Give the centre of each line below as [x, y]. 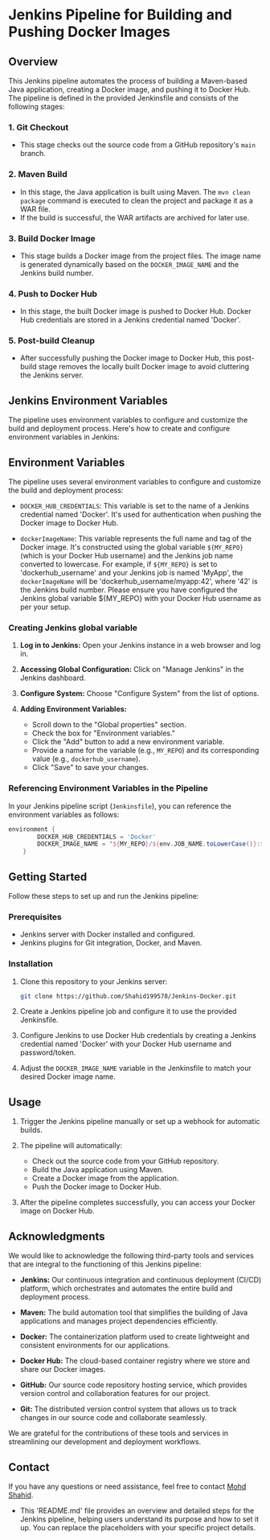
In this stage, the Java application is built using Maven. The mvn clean [135, 191]
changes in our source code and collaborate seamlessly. [113, 1418]
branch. [33, 154]
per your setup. [45, 607]
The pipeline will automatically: [71, 1146]
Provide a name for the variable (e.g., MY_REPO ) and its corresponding [145, 751]
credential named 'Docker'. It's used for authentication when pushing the [141, 515]
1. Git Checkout [39, 127]
